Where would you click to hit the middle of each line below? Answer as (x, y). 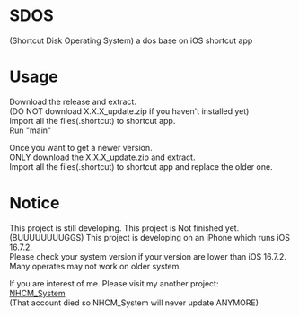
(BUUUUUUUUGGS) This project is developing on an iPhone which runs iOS (149, 237)
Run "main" (31, 130)
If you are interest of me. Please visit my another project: (114, 283)
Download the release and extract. (73, 101)
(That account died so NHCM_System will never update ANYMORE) (134, 303)
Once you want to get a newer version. (81, 147)
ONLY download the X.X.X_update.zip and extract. (102, 157)
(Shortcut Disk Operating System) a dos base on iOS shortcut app (131, 40)
